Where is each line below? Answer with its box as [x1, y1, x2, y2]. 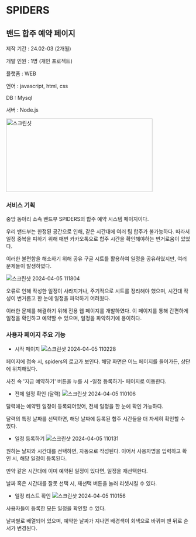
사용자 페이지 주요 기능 [6, 331, 66, 339]
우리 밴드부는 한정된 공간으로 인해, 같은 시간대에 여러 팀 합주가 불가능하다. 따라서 [6, 228, 190, 235]
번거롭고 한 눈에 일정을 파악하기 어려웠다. [16, 295, 111, 302]
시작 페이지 [14, 345, 40, 353]
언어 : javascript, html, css [6, 83, 68, 89]
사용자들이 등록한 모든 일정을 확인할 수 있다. [6, 505, 106, 512]
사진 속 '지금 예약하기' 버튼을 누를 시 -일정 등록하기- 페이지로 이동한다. [6, 377, 167, 385]
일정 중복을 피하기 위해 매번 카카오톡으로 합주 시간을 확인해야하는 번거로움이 [6, 236, 180, 243]
